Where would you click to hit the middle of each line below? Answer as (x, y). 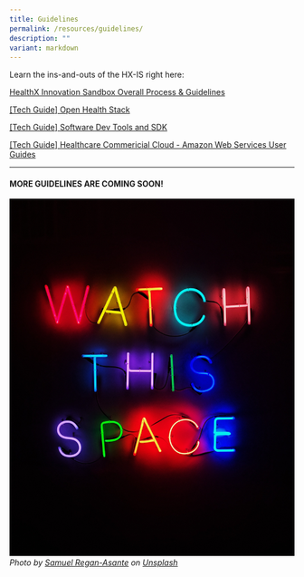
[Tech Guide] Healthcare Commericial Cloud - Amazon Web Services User (148, 145)
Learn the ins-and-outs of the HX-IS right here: (97, 75)
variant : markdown (44, 48)
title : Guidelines (44, 19)
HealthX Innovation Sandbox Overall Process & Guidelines (118, 92)
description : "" (40, 38)
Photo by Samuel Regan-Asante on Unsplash (94, 563)
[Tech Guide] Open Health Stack (70, 110)
